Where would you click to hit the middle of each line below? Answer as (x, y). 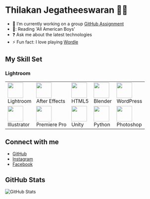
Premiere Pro (51, 124)
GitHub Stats (25, 180)
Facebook (23, 164)
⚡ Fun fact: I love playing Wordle (45, 42)
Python (102, 124)
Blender (103, 101)
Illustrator (19, 124)
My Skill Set (24, 60)
